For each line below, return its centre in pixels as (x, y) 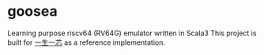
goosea (32, 11)
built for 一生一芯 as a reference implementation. (87, 42)
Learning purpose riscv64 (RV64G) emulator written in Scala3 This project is (132, 33)
